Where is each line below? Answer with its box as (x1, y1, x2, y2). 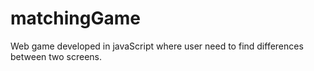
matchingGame (10, 7, 141, 30)
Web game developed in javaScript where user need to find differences (10, 40, 304, 52)
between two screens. (10, 50, 103, 62)
